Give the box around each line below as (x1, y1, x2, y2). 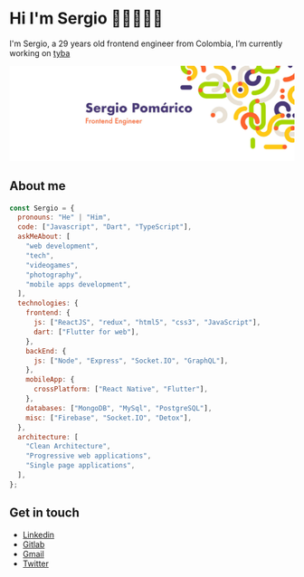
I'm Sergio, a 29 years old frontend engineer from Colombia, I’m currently (9, 38, 283, 49)
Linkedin (22, 529, 55, 540)
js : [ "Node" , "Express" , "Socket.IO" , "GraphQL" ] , (33, 356, 229, 365)
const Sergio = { (9, 203, 75, 213)
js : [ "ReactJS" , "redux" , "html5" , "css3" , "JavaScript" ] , (33, 318, 261, 327)
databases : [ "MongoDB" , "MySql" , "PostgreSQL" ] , (25, 403, 213, 412)
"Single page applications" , (25, 461, 136, 470)
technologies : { (17, 298, 79, 308)
